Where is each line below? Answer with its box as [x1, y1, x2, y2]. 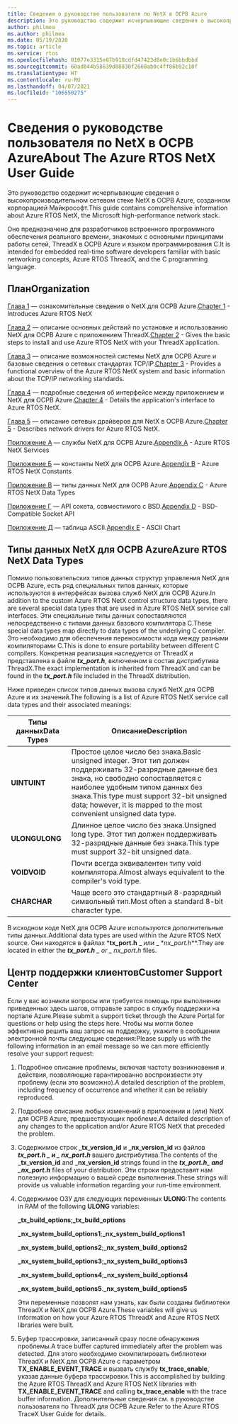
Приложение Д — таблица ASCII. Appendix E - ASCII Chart [7, 523, 181, 531]
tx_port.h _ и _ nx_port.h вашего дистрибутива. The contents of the [17, 1151, 217, 1159]
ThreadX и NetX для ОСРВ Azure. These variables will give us [17, 1305, 198, 1314]
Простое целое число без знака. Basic [71, 747, 202, 757]
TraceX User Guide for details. [17, 1409, 106, 1418]
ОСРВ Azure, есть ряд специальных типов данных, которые [7, 581, 188, 589]
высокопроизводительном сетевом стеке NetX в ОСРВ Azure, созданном [7, 196, 230, 205]
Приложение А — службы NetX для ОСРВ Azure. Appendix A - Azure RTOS [7, 438, 230, 446]
